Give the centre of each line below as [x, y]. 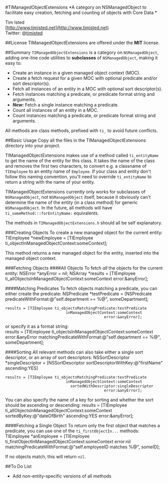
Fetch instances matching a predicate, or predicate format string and [83, 94]
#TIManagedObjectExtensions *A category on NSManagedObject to [76, 7]
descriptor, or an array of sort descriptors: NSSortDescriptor [67, 357]
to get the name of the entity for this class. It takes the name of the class [80, 161]
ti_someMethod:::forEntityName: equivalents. [52, 213]
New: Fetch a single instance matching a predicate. [65, 105]
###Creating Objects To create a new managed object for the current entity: [84, 232]
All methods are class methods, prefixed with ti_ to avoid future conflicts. [81, 131]
